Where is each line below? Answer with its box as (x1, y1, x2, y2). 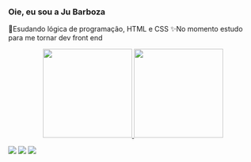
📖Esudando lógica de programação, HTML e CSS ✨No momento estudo (8, 24, 243, 34)
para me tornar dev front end (8, 33, 103, 43)
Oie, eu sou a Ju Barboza (8, 6, 105, 17)
